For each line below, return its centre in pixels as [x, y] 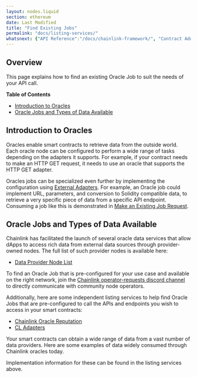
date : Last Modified [31, 22]
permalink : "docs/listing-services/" [52, 33]
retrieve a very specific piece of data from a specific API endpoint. [86, 200]
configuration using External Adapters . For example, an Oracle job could [93, 187]
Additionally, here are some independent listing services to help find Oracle [97, 298]
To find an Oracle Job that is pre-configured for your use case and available [98, 274]
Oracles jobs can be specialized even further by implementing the [86, 181]
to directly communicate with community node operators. [75, 286]
